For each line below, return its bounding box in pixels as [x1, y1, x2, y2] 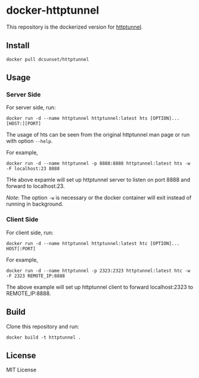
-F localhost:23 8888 [6, 166, 60, 172]
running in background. [6, 200, 64, 207]
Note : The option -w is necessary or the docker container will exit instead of [6, 194, 192, 202]
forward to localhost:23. [6, 182, 65, 190]
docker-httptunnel [6, 4, 99, 17]
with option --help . [6, 138, 53, 145]
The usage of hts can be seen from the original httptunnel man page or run [6, 131, 190, 138]
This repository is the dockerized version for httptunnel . [6, 23, 143, 30]
